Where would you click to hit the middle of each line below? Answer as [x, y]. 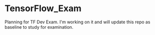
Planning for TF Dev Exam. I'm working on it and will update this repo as [77, 22]
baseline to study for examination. [39, 27]
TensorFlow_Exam [43, 9]
